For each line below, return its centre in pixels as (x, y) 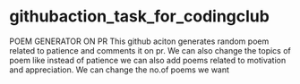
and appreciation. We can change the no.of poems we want (120, 70)
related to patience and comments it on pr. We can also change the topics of (150, 50)
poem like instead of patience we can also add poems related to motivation (148, 60)
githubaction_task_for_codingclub (140, 17)
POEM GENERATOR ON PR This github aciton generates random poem (139, 41)
